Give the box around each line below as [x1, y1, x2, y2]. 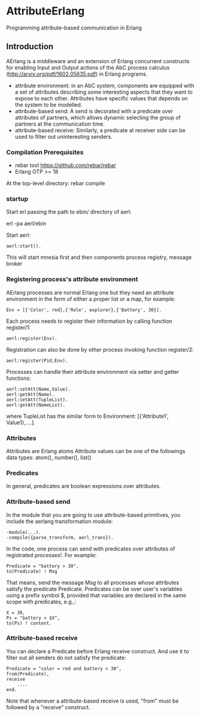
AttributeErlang [6, 4, 85, 18]
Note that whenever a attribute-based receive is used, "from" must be [6, 697, 179, 704]
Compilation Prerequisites [6, 148, 84, 156]
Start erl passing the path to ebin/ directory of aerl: [6, 209, 132, 216]
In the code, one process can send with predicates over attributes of [6, 545, 175, 552]
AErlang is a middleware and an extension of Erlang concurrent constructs [6, 57, 190, 64]
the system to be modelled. [14, 101, 83, 108]
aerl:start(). [6, 243, 42, 249]
